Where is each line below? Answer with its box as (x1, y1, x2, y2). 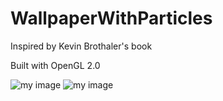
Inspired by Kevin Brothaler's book (10, 40, 153, 52)
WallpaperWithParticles (10, 7, 213, 30)
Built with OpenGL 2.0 (10, 59, 101, 71)
